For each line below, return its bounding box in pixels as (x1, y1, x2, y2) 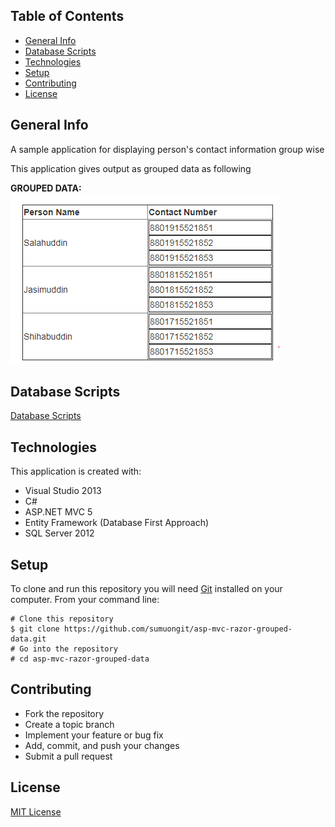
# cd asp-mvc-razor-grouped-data (10, 654, 150, 664)
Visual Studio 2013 (24, 485, 102, 497)
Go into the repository (19, 644, 118, 654)
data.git (10, 634, 47, 644)
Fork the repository (24, 707, 105, 719)
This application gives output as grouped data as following (10, 162, 252, 174)
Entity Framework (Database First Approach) (24, 517, 210, 529)
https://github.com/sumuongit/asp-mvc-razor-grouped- (63, 624, 293, 634)
